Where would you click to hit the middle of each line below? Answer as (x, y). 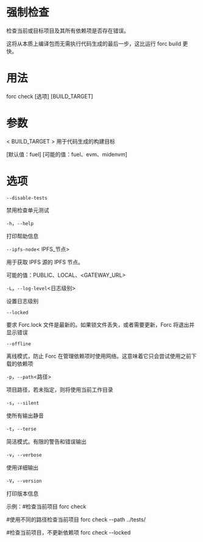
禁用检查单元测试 (28, 210)
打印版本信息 (22, 493)
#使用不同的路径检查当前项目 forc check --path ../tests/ (76, 519)
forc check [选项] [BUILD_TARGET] (50, 96)
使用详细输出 (22, 467)
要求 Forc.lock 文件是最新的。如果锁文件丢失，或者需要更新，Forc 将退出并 (101, 324)
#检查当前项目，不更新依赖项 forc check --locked (69, 532)
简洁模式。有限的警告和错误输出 (46, 441)
